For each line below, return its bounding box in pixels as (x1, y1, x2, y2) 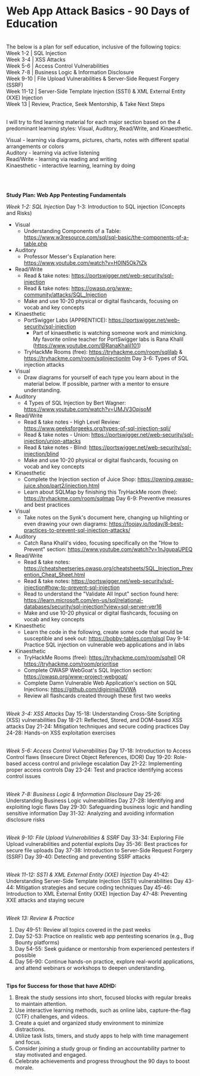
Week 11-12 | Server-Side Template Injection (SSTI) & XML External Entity (6, 87, 186, 95)
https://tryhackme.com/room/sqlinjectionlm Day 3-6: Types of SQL (23, 355, 189, 362)
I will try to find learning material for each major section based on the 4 (6, 118, 181, 125)
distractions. (14, 1026, 46, 1033)
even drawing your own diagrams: (23, 520, 108, 527)
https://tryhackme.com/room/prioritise (23, 660, 119, 667)
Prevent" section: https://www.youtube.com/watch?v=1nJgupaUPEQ (23, 545, 193, 552)
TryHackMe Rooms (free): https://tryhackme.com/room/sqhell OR (23, 654, 186, 661)
